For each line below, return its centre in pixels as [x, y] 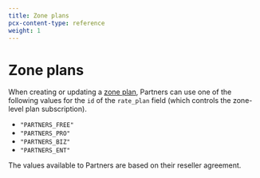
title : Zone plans [39, 16]
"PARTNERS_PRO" [45, 134]
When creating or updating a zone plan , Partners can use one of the [120, 92]
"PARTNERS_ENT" [45, 151]
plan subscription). [56, 109]
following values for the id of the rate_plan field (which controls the [120, 101]
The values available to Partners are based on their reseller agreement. [125, 165]
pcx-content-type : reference [57, 23]
